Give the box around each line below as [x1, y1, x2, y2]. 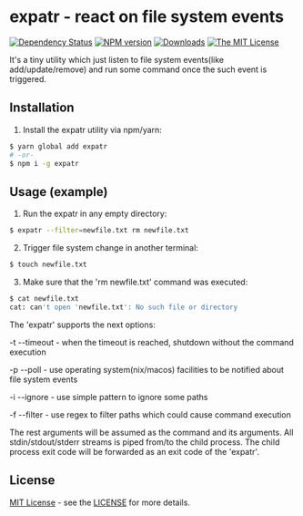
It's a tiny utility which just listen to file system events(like [9, 54, 225, 65]
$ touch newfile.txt [9, 260, 88, 270]
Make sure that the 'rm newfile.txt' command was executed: [22, 276, 248, 287]
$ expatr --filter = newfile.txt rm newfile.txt [9, 226, 189, 235]
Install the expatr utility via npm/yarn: [22, 124, 162, 135]
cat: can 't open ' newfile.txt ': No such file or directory [9, 303, 238, 312]
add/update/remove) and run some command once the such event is [9, 64, 268, 75]
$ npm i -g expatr [9, 159, 79, 168]
